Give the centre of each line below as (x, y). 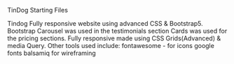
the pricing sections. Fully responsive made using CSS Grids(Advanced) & (114, 38)
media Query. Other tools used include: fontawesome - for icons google (111, 46)
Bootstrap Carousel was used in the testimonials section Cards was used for (117, 31)
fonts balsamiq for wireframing (51, 53)
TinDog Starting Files (38, 10)
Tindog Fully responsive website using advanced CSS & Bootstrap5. (105, 23)
